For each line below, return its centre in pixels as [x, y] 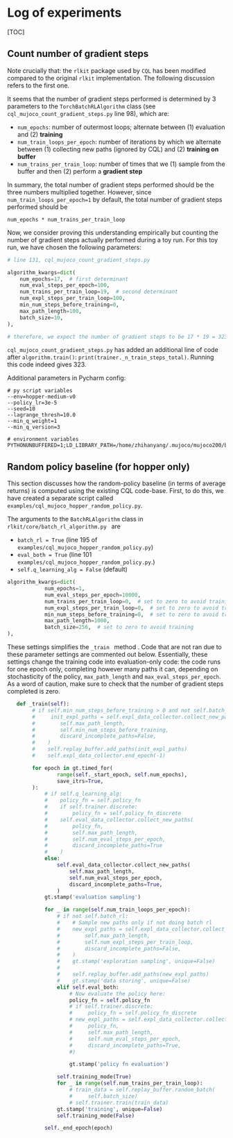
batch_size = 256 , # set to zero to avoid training [119, 627]
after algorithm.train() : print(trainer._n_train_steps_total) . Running [111, 357]
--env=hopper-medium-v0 [42, 397]
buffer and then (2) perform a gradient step [80, 171]
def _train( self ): [43, 704]
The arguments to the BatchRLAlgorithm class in [75, 519]
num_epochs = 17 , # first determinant [74, 279]
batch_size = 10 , [42, 317]
